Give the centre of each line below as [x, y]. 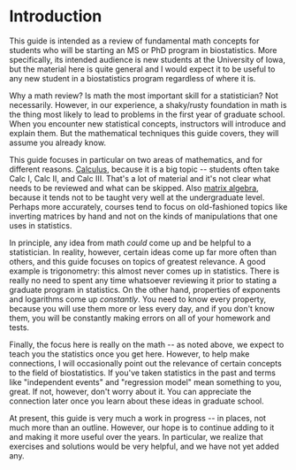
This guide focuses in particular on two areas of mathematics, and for [136, 159]
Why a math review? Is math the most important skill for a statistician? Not [144, 96]
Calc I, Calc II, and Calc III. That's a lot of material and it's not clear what [140, 178]
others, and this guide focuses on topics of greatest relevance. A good [138, 261]
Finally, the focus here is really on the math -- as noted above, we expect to [147, 344]
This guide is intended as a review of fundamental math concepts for [134, 41]
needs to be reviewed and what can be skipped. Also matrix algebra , [134, 188]
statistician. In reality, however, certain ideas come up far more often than [143, 252]
